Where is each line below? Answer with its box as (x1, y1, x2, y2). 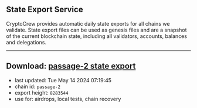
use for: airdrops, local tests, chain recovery (14, 95, 121, 102)
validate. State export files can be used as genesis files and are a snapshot (6, 26, 187, 33)
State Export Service (6, 5, 83, 15)
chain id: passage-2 (14, 83, 60, 90)
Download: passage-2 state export (6, 61, 136, 71)
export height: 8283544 (14, 89, 69, 96)
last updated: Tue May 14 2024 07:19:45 (14, 76, 112, 83)
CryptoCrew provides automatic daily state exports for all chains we (6, 20, 170, 27)
